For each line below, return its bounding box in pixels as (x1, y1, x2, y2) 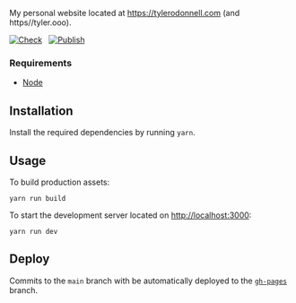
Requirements (9, 56, 73, 69)
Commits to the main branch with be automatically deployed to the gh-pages (9, 275, 287, 286)
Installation (9, 103, 74, 118)
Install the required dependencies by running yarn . (9, 127, 196, 138)
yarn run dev (9, 227, 58, 236)
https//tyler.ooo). (9, 17, 72, 28)
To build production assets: (9, 177, 110, 187)
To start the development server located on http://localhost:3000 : (9, 210, 252, 221)
